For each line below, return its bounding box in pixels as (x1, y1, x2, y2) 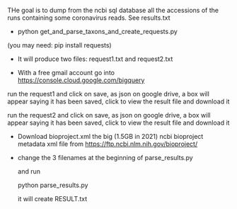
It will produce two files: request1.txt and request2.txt (17, 55, 173, 63)
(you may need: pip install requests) (7, 41, 112, 49)
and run (17, 167, 41, 176)
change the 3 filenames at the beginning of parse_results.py (17, 154, 193, 162)
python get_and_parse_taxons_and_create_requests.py (17, 28, 178, 35)
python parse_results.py (17, 181, 88, 189)
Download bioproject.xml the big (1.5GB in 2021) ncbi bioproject (17, 132, 204, 140)
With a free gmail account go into (17, 69, 115, 77)
